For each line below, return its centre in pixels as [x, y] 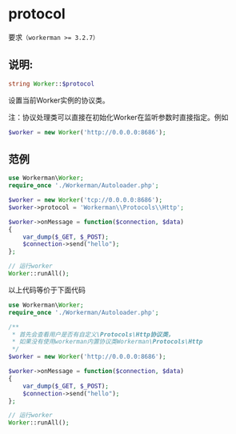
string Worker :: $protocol [51, 84]
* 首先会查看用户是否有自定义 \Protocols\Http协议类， [93, 334]
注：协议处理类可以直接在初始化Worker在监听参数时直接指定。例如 [118, 117]
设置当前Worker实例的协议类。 [59, 100]
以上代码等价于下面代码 [47, 290]
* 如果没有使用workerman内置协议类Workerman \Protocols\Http [107, 342]
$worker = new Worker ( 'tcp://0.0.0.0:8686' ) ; [85, 200]
